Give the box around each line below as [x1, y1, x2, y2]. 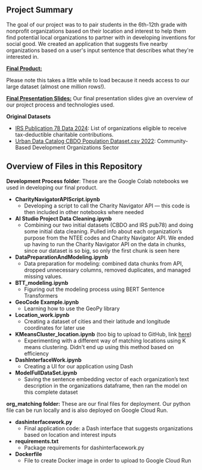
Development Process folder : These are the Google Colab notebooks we [6, 177, 189, 184]
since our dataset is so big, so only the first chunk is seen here [24, 247, 180, 254]
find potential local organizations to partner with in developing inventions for [6, 33, 196, 41]
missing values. [24, 272, 63, 280]
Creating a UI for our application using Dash [24, 362, 133, 370]
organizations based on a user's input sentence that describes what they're [6, 47, 194, 54]
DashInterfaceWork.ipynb [14, 356, 82, 364]
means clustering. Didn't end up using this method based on [24, 343, 174, 350]
